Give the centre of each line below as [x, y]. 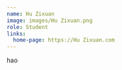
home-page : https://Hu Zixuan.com [64, 40]
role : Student [28, 27]
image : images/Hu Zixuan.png [50, 21]
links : [16, 34]
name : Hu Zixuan [30, 14]
